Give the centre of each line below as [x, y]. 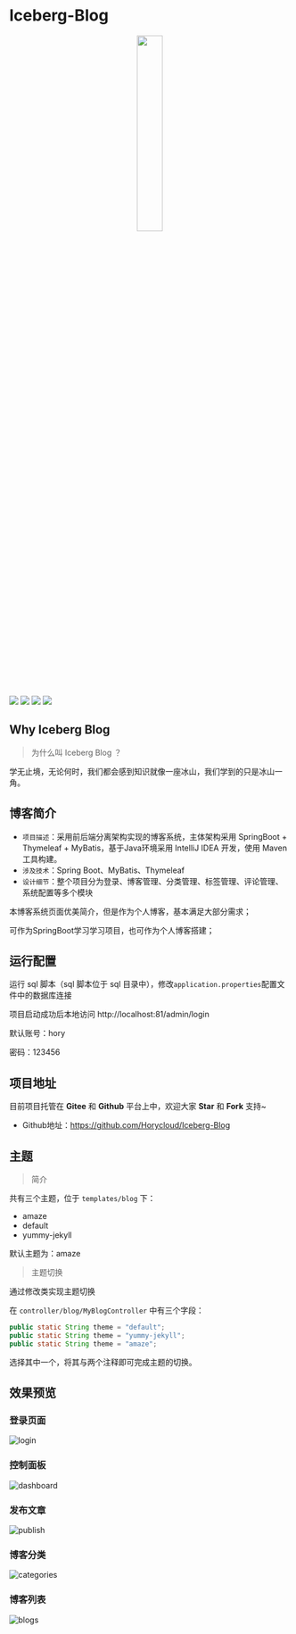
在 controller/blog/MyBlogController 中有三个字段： [107, 1310]
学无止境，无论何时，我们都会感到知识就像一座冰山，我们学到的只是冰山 [142, 771]
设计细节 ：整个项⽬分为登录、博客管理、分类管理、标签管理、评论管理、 [152, 881]
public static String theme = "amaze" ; [83, 1344]
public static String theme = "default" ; [87, 1327]
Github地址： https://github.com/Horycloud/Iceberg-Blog [126, 1125]
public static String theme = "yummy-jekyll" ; [97, 1335]
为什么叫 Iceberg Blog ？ [76, 752]
